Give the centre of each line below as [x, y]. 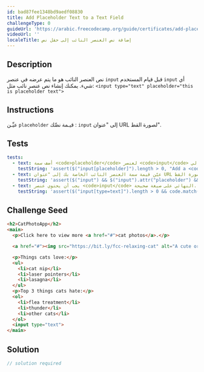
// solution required [34, 363]
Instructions [30, 110]
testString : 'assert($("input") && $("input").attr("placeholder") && [109, 180]
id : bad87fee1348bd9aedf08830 [45, 12]
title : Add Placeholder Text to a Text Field [65, 18]
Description [29, 65]
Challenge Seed [38, 210]
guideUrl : [19, 29]
